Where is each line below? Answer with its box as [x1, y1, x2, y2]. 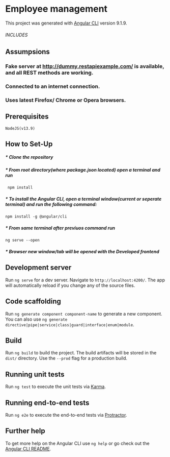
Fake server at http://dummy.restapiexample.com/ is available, [5, 63, 164, 70]
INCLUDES [5, 32, 28, 38]
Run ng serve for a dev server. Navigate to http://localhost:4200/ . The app [5, 277, 165, 283]
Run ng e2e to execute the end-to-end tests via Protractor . [5, 412, 127, 418]
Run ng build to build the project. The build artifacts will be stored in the [5, 350, 157, 356]
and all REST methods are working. [5, 69, 94, 77]
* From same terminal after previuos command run [5, 225, 116, 231]
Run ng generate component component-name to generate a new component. [5, 310, 163, 317]
